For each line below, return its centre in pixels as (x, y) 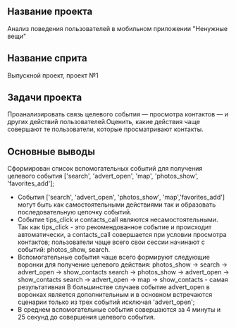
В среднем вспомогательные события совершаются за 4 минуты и (119, 310)
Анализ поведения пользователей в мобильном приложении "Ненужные (117, 28)
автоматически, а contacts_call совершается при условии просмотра (122, 235)
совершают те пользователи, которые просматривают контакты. (106, 129)
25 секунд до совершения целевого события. (86, 317)
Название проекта (50, 12)
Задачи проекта (45, 98)
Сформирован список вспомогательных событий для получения (105, 169)
